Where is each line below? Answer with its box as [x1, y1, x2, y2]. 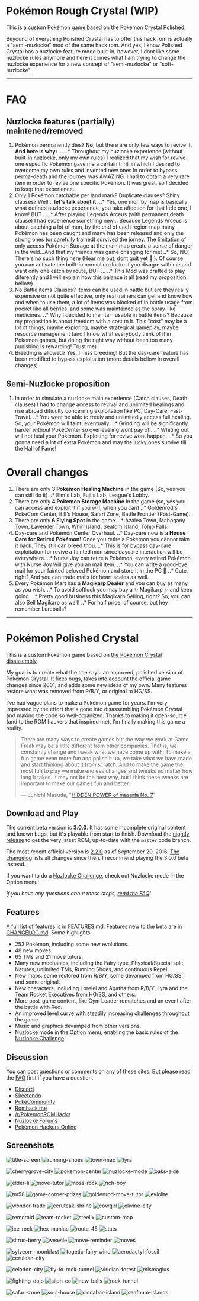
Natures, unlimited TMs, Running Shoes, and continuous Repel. [14, 966, 169, 973]
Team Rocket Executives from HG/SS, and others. [14, 991, 136, 998]
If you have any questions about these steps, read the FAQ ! [6, 890, 151, 897]
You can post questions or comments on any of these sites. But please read [6, 1068, 191, 1075]
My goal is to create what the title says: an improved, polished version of [6, 669, 184, 676]
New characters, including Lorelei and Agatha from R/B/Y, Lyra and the [14, 985, 188, 992]
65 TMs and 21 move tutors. [14, 953, 84, 961]
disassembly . [6, 657, 38, 664]
